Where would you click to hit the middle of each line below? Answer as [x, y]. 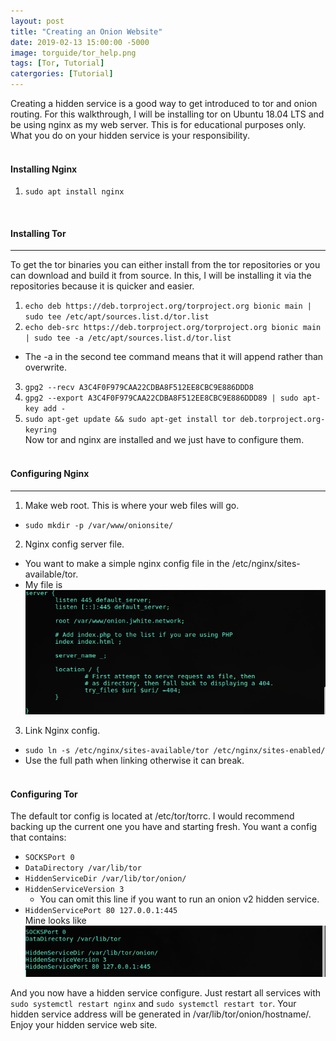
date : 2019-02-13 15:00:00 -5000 [80, 42]
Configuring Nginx [50, 473]
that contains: [38, 837]
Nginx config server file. [74, 544]
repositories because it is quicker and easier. [102, 286]
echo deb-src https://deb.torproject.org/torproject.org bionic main [173, 328]
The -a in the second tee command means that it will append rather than [174, 357]
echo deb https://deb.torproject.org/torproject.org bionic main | [168, 306]
